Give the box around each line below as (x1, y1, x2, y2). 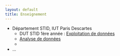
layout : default (5, 7, 38, 12)
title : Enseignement (5, 12, 47, 17)
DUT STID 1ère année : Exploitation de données (19, 30, 115, 36)
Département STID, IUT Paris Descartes (12, 25, 92, 31)
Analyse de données (19, 35, 61, 42)
